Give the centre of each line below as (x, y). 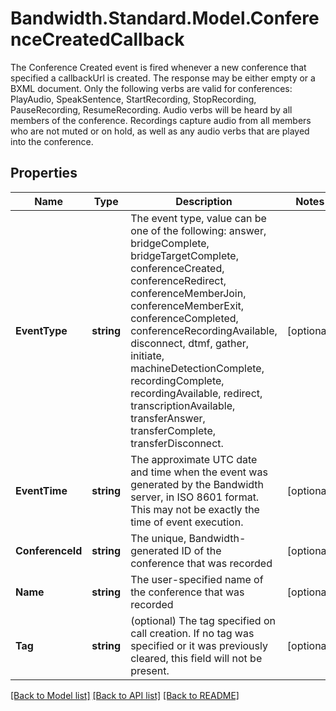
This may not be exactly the (195, 509)
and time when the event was (199, 472)
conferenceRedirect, (178, 280)
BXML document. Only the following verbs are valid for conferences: (151, 88)
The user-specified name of (197, 579)
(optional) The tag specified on (203, 620)
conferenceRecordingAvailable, (204, 330)
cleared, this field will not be (196, 658)
